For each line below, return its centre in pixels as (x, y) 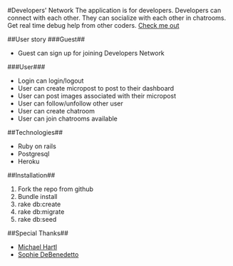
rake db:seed (37, 219)
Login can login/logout (51, 81)
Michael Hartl (37, 247)
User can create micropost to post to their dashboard (96, 88)
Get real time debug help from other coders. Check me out (93, 25)
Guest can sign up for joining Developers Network (91, 53)
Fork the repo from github (56, 189)
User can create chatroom (56, 111)
